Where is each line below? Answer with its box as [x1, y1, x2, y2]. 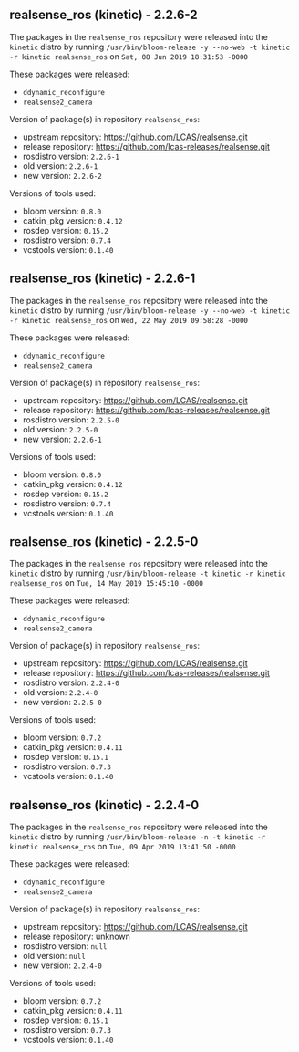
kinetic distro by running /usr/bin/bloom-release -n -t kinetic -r [9, 831, 266, 842]
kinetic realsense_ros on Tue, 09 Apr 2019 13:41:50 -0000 [9, 841, 236, 852]
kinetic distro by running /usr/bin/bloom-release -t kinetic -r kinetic [9, 568, 286, 578]
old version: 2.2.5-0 [22, 423, 98, 434]
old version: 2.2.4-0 [22, 687, 98, 698]
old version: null [22, 951, 87, 962]
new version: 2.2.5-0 [22, 697, 102, 708]
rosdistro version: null [22, 941, 108, 952]
